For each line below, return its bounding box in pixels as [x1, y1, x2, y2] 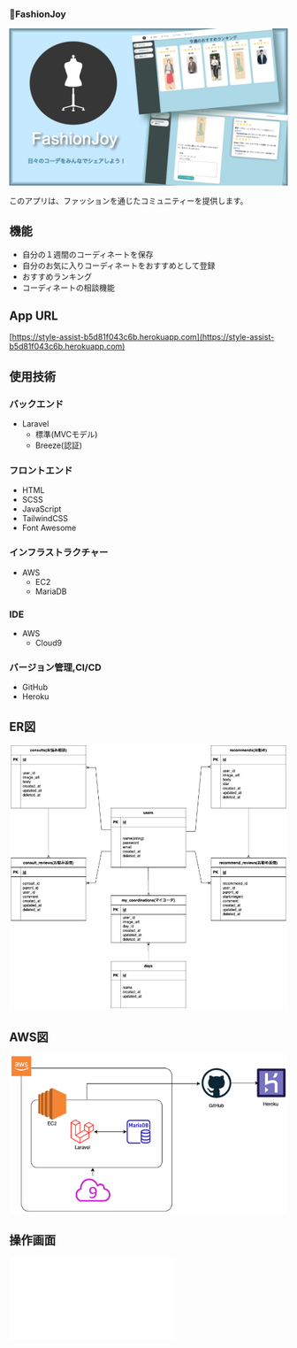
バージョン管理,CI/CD [9, 661, 102, 674]
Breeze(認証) [34, 440, 82, 451]
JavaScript [21, 504, 62, 514]
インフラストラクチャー [9, 546, 109, 558]
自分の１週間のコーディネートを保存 [21, 249, 154, 259]
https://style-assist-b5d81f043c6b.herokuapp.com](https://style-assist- [11, 332, 275, 343]
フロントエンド [9, 465, 73, 477]
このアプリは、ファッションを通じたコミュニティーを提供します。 [9, 195, 248, 206]
